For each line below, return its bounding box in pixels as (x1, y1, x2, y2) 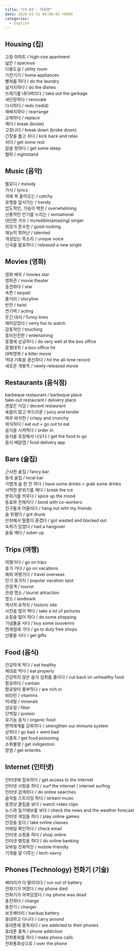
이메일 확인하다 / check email (5, 825, 62, 832)
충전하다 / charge (5, 898, 39, 904)
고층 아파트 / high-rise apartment (5, 54, 70, 60)
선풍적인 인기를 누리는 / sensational (5, 211, 74, 217)
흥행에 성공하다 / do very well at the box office (5, 338, 97, 344)
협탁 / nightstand (5, 152, 39, 158)
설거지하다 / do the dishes (5, 84, 56, 90)
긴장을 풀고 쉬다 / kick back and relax (5, 133, 78, 139)
